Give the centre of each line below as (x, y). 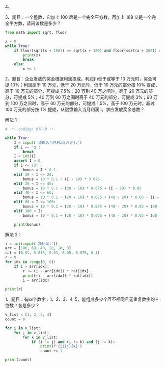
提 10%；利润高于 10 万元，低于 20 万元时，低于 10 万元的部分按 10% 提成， (82, 85)
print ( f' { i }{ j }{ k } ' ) (61, 346)
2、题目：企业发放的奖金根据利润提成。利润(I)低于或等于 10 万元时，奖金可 (81, 79)
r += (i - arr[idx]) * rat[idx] (56, 271)
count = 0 (15, 319)
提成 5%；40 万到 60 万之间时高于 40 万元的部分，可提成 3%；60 (85, 97)
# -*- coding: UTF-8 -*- (30, 129)
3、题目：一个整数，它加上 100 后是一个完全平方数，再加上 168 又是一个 (78, 17)
